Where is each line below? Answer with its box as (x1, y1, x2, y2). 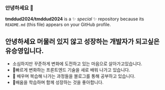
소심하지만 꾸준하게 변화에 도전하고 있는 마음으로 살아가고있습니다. (12, 61, 142, 67)
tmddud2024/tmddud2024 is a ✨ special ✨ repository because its (5, 16, 144, 22)
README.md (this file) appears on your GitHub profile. (5, 21, 111, 28)
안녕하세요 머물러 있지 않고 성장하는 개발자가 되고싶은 (5, 37, 160, 46)
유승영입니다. (5, 46, 44, 55)
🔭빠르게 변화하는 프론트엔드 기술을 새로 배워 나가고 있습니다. (12, 67, 130, 73)
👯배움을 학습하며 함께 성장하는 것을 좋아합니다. (12, 80, 104, 86)
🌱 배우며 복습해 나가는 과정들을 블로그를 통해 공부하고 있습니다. (12, 73, 136, 79)
